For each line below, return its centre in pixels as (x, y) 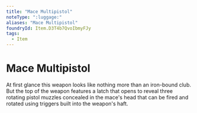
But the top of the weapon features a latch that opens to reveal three (90, 91)
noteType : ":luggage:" (34, 17)
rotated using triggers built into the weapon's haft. (67, 104)
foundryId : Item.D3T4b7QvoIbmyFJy (49, 28)
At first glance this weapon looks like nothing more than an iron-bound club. (98, 85)
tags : (13, 34)
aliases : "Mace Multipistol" (42, 22)
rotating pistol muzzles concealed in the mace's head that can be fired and (97, 97)
